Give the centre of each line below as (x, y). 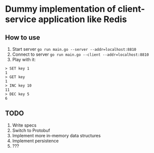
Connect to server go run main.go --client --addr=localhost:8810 (80, 54)
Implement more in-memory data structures (56, 135)
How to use (23, 37)
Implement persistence (35, 141)
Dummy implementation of (61, 9)
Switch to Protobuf (31, 130)
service (21, 19)
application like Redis (83, 19)
